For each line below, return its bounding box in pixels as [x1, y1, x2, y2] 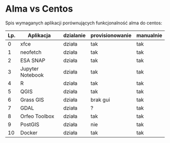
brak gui [90, 96, 110, 103]
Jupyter [20, 65, 39, 72]
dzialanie [63, 31, 86, 39]
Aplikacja [27, 31, 51, 39]
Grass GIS [20, 96, 45, 103]
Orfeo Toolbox [20, 113, 55, 120]
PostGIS [20, 121, 39, 128]
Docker [20, 129, 38, 136]
